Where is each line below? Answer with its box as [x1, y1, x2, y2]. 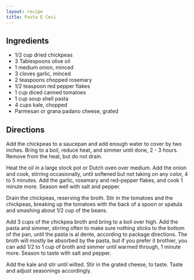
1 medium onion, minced [14, 64, 74, 71]
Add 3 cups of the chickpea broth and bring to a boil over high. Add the [6, 218, 179, 225]
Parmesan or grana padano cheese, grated [14, 108, 118, 115]
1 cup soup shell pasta [14, 95, 69, 102]
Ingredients [6, 36, 49, 46]
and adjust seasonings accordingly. [6, 267, 92, 274]
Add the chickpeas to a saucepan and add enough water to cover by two [6, 141, 182, 148]
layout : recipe [6, 8, 43, 15]
